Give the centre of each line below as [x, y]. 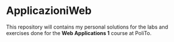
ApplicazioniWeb [49, 11]
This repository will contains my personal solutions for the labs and [87, 27]
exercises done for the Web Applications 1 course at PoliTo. [79, 33]
